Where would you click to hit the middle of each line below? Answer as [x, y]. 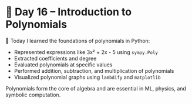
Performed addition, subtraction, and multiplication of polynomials [94, 71]
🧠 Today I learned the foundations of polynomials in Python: [78, 41]
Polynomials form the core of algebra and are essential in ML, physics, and [96, 88]
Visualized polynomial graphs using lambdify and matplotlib [87, 77]
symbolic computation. [33, 95]
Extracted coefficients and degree [55, 58]
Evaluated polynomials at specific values [63, 65]
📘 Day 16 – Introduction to [69, 12]
